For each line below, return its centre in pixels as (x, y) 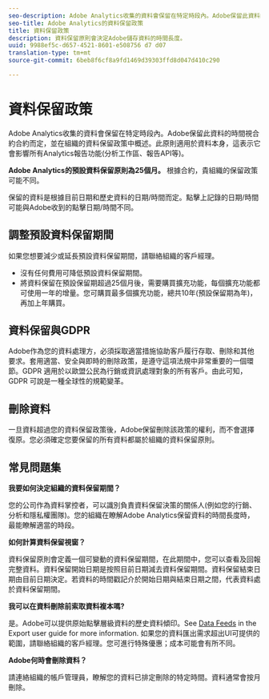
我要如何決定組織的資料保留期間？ (64, 488)
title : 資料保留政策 (39, 30)
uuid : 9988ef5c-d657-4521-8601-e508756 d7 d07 (87, 46)
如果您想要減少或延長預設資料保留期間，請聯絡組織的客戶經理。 (113, 255)
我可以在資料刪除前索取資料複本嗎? (66, 606)
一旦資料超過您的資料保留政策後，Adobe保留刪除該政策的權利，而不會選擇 (131, 430)
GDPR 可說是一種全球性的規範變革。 (68, 381)
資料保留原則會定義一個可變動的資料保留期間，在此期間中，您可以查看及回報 (134, 559)
